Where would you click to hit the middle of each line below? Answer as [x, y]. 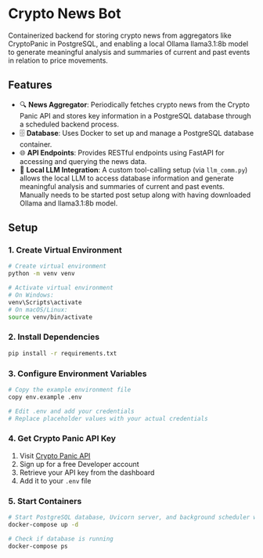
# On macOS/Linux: [38, 310]
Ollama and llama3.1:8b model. [68, 203]
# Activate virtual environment [61, 288]
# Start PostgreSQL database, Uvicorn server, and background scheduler [129, 518]
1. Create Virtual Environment [65, 250]
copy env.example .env [45, 397]
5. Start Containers [45, 501]
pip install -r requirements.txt [63, 353]
